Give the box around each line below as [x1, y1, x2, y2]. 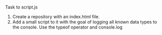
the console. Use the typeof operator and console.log [12, 24, 123, 30]
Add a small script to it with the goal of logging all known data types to [12, 19, 157, 25]
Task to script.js [5, 4, 38, 10]
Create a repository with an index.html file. [12, 14, 100, 19]
